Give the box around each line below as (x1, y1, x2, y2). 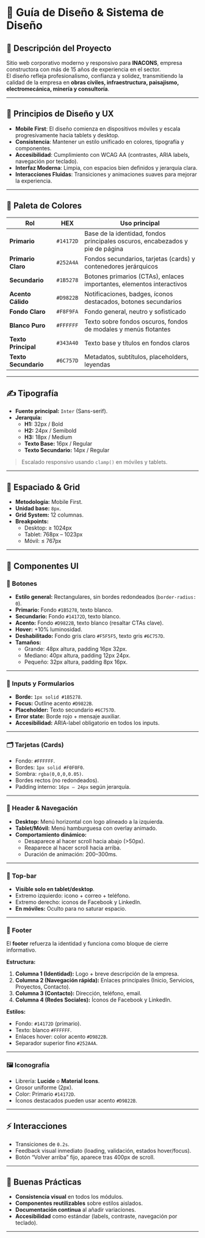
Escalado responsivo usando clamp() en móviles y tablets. (21, 458, 168, 466)
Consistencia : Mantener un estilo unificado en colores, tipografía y (15, 138, 184, 145)
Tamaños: (15, 639, 41, 646)
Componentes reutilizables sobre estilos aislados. (15, 1199, 143, 1207)
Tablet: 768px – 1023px (24, 531, 83, 538)
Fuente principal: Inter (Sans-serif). (15, 408, 108, 415)
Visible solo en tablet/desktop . (15, 886, 95, 893)
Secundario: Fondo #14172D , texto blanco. (15, 612, 121, 620)
